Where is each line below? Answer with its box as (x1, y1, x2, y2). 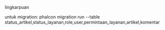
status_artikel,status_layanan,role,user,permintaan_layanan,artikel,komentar (4, 19, 160, 25)
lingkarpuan (4, 4, 29, 10)
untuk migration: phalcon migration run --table (4, 14, 100, 19)
